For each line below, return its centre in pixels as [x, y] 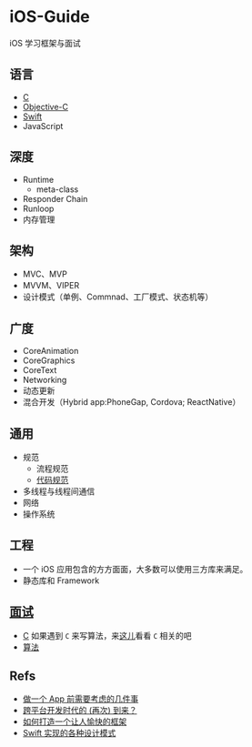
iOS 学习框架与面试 [45, 43]
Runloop [38, 208]
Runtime [38, 179]
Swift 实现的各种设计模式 [69, 733]
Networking [45, 380]
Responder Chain [55, 198]
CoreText [40, 370]
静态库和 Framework [61, 580]
